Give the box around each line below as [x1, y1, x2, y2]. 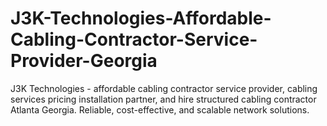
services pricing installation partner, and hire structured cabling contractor [10, 93, 317, 105]
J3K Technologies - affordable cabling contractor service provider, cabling [10, 82, 318, 94]
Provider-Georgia [10, 50, 158, 72]
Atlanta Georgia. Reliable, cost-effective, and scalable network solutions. [10, 103, 310, 116]
